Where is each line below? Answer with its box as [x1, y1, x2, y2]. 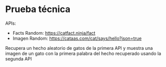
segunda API [5, 55, 32, 61]
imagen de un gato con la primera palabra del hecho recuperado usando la [5, 50, 161, 56]
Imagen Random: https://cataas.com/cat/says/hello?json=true [12, 35, 142, 41]
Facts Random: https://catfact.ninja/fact [12, 30, 96, 36]
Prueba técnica [5, 4, 71, 15]
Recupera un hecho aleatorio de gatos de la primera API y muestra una [5, 45, 153, 51]
